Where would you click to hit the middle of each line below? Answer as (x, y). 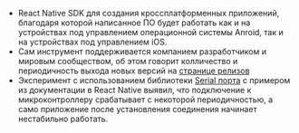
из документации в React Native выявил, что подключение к (135, 90)
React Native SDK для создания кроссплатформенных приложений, (149, 13)
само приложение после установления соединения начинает (137, 109)
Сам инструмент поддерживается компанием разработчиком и (142, 52)
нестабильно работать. (63, 119)
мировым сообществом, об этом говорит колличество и (128, 61)
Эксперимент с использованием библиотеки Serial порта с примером (154, 80)
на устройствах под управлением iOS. (92, 42)
